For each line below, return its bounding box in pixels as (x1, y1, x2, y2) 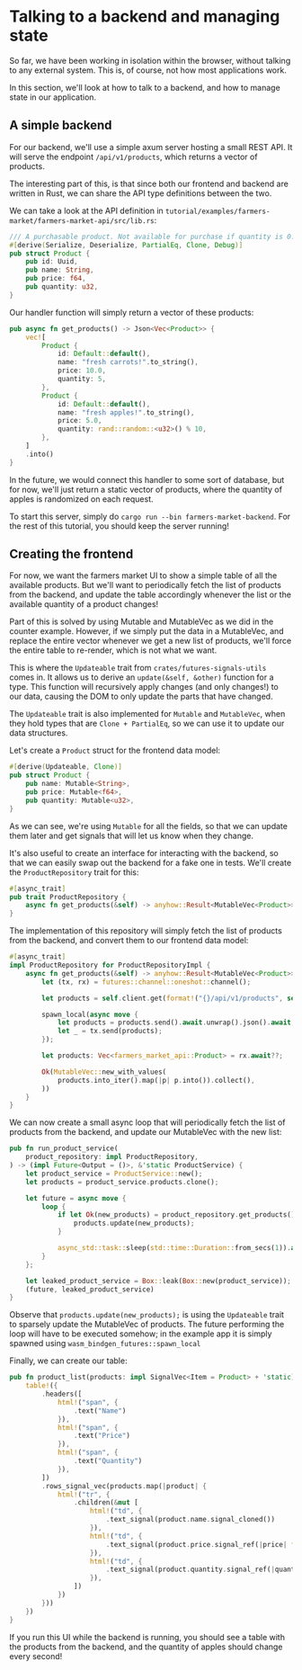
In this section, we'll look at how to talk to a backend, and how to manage (9, 82, 280, 93)
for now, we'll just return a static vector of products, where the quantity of (9, 484, 283, 495)
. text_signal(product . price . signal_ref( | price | (105, 1540, 288, 1549)
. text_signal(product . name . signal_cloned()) (105, 1515, 276, 1524)
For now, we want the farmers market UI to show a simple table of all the (9, 570, 278, 581)
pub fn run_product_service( (9, 1144, 119, 1153)
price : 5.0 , (57, 416, 102, 425)
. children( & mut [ (73, 1498, 139, 1507)
